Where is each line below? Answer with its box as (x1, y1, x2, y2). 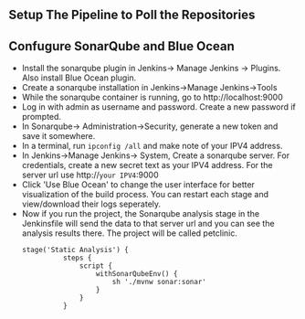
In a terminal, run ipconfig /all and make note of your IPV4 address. (21, 141, 283, 152)
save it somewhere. (21, 131, 96, 142)
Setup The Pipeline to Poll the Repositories (8, 7, 256, 23)
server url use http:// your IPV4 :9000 (21, 169, 159, 181)
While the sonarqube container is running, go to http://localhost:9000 (21, 91, 284, 103)
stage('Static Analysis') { (21, 246, 129, 255)
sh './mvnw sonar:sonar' (111, 278, 206, 287)
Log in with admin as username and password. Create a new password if (21, 101, 296, 112)
